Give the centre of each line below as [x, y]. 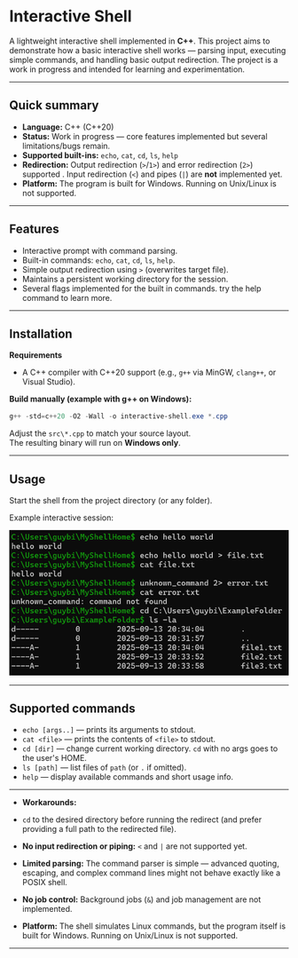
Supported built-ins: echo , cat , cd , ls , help [100, 155]
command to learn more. [67, 297]
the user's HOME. [54, 758]
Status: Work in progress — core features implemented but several [145, 136]
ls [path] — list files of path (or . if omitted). [104, 768]
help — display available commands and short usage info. [127, 777]
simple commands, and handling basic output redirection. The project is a [144, 59]
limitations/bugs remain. [66, 146]
